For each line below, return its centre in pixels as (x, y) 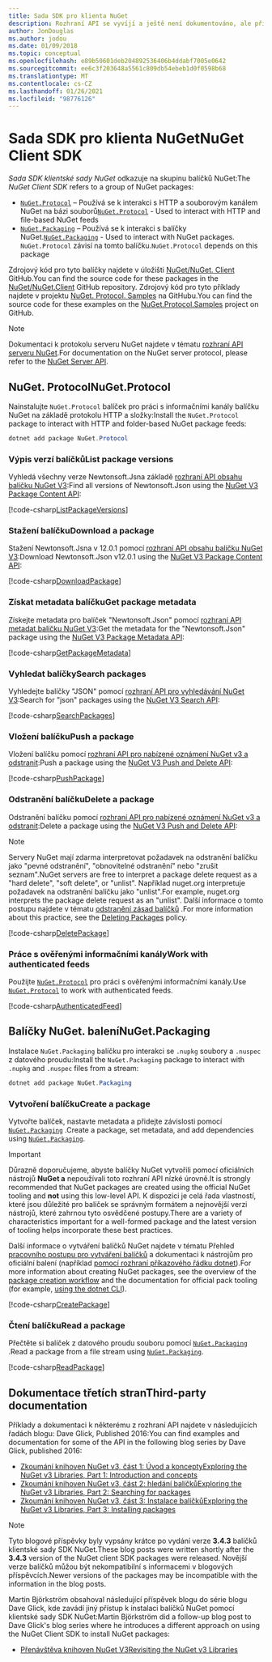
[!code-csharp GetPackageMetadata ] (70, 652)
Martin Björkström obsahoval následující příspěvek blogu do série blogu (128, 1600)
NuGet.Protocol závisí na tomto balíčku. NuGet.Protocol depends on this (139, 246)
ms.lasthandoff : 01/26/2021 (56, 91)
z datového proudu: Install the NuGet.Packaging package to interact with (127, 1059)
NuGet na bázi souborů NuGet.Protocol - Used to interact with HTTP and (140, 211)
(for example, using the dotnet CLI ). (68, 1289)
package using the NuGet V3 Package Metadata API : (96, 637)
